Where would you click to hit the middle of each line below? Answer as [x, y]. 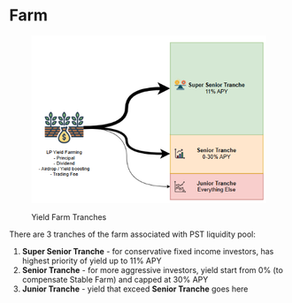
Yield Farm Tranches [69, 217]
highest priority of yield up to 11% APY [92, 261]
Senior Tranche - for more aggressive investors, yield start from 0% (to [152, 270]
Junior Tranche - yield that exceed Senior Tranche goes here [135, 289]
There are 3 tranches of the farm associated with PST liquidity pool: [133, 234]
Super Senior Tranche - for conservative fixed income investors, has [148, 252]
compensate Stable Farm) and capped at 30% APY [115, 280]
